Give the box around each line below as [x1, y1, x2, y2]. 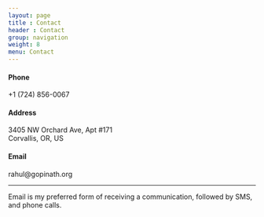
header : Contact [8, 26, 65, 34]
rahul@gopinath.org [8, 169, 73, 178]
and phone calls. [8, 200, 62, 209]
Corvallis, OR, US [8, 134, 64, 143]
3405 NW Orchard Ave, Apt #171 [8, 125, 112, 134]
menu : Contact [8, 48, 55, 56]
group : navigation [8, 33, 68, 42]
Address [8, 108, 37, 117]
